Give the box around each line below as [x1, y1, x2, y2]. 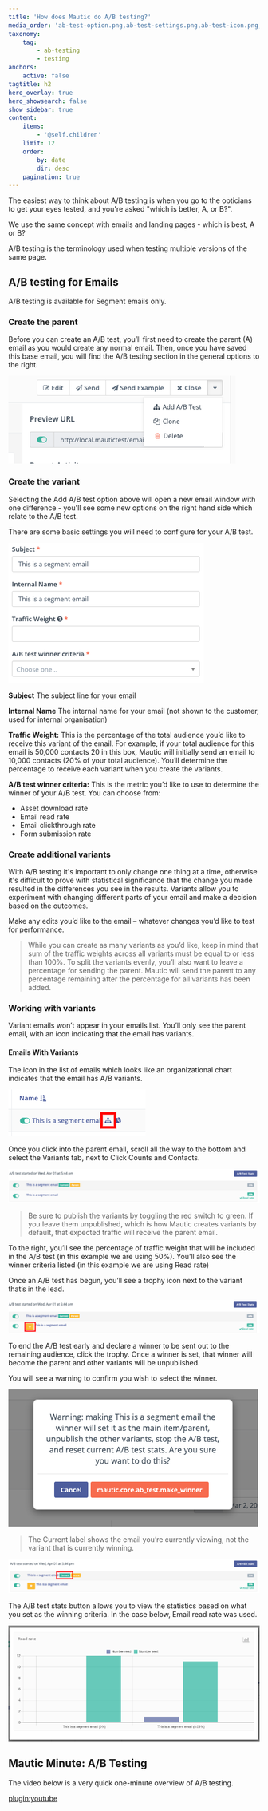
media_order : [8, 21, 52, 30]
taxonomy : [8, 30, 41, 38]
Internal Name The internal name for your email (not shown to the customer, [8, 706, 259, 715]
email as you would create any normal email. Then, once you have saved [8, 343, 247, 353]
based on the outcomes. [8, 901, 89, 910]
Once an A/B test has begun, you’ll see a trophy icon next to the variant [8, 1276, 243, 1286]
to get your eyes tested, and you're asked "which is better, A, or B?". [8, 204, 233, 214]
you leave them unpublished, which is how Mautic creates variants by [27, 1219, 257, 1229]
